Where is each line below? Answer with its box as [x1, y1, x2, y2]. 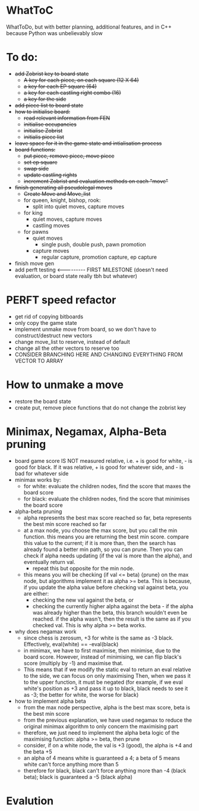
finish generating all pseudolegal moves [14, 184, 113, 191]
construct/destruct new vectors [14, 331, 93, 339]
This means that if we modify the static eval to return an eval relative [23, 666, 191, 673]
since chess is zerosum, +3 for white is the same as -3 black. [23, 634, 174, 641]
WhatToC [6, 4, 53, 17]
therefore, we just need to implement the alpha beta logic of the [23, 729, 180, 736]
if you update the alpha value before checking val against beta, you [23, 584, 189, 591]
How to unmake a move [6, 378, 124, 392]
